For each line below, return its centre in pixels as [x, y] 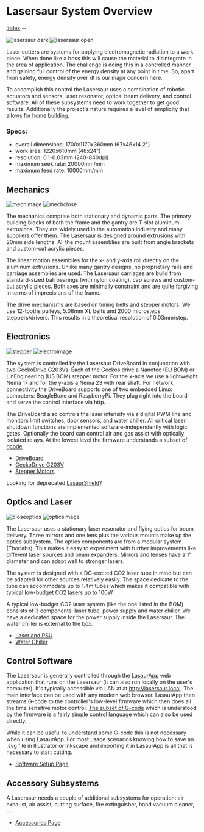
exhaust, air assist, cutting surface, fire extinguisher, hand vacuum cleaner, [100, 805]
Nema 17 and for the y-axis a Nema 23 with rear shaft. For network [90, 382]
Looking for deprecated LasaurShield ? [54, 482]
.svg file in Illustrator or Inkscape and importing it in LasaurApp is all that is [100, 746]
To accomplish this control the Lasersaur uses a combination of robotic [95, 89]
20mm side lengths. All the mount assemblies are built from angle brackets [100, 242]
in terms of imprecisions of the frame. [54, 293]
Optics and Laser [39, 502]
